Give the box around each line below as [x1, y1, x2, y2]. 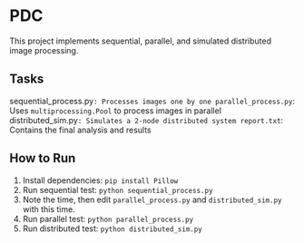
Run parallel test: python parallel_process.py [22, 213, 193, 224]
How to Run [9, 151, 76, 166]
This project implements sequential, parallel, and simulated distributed [9, 35, 272, 46]
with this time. [22, 203, 75, 214]
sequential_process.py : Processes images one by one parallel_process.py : [9, 95, 295, 106]
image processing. [9, 44, 79, 55]
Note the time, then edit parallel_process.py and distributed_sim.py [22, 194, 282, 205]
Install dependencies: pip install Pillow [22, 174, 179, 186]
